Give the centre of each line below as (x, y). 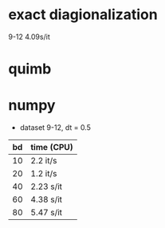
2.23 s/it (46, 187)
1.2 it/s (44, 174)
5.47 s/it (46, 213)
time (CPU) (52, 147)
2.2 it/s (44, 161)
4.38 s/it (46, 199)
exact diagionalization (83, 15)
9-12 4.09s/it (29, 37)
